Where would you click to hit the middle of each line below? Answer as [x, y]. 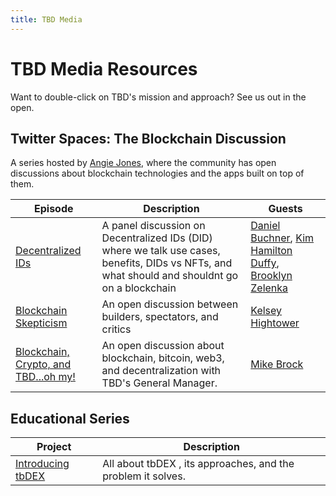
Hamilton [271, 251]
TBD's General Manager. [159, 383]
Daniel [265, 226]
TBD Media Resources [104, 68]
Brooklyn [271, 276]
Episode [54, 209]
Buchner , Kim [282, 238]
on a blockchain [139, 288]
